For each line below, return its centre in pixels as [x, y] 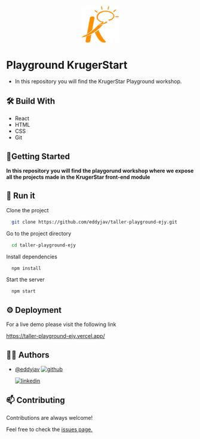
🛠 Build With [31, 101]
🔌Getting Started [38, 156]
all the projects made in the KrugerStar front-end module [78, 177]
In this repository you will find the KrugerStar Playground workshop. [98, 81]
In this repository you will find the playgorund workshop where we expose [100, 171]
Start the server [25, 280]
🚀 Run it [21, 196]
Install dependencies [32, 257]
